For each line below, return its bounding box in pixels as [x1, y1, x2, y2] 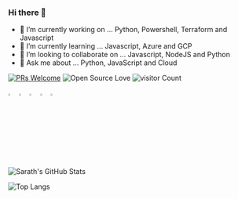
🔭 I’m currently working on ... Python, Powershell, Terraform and [19, 25, 228, 34]
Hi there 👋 [8, 7, 47, 18]
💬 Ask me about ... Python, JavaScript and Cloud [19, 58, 178, 67]
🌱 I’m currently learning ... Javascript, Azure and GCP [19, 42, 192, 51]
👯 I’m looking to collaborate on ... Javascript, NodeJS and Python [19, 50, 230, 60]
